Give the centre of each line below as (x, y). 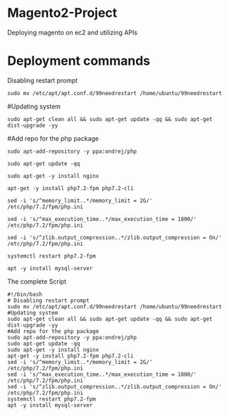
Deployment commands (79, 61)
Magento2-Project (62, 13)
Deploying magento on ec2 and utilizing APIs (72, 32)
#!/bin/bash (25, 294)
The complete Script (37, 281)
